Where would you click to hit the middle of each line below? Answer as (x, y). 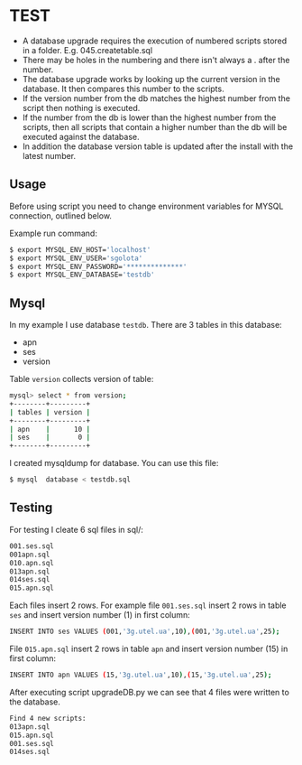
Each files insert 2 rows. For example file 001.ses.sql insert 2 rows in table (148, 605)
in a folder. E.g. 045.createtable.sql (87, 50)
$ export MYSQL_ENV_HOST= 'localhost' (80, 249)
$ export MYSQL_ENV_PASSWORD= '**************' (98, 266)
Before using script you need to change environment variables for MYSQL (146, 206)
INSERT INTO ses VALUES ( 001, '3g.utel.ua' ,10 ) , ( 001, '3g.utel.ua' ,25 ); (145, 632)
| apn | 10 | (50, 429)
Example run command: (53, 233)
